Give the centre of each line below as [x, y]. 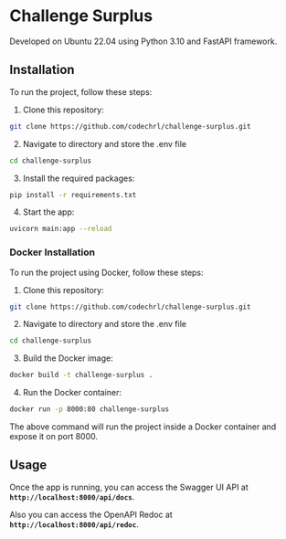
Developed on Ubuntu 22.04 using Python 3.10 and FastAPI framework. [143, 41]
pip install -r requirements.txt [73, 195]
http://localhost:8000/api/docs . [72, 497]
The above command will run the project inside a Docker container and [143, 427]
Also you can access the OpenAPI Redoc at [91, 514]
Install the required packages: [79, 178]
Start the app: [48, 212]
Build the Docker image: [68, 358]
